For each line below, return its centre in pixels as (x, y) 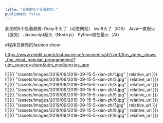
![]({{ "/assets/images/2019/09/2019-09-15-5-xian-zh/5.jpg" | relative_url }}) (81, 94)
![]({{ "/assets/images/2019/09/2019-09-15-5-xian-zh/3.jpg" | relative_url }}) (81, 84)
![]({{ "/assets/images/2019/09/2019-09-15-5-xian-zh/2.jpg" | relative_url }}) (82, 79)
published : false (23, 14)
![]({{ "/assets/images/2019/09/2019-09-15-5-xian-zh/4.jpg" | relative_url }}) (82, 90)
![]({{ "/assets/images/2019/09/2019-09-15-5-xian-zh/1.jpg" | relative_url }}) (81, 74)
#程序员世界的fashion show (33, 45)
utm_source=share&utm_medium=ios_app (47, 65)
